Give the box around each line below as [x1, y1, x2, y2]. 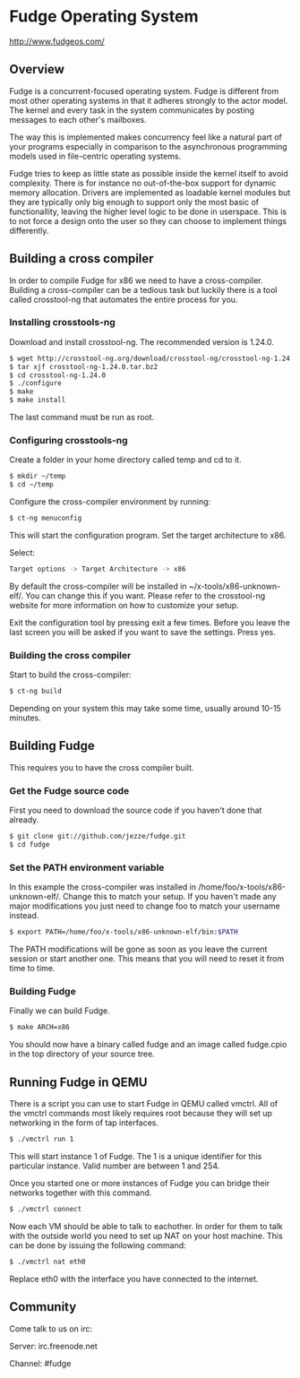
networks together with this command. [9, 1187, 152, 1198]
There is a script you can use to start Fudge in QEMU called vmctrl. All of [9, 1098, 279, 1109]
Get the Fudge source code [9, 784, 130, 797]
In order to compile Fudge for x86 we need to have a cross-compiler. [9, 275, 263, 286]
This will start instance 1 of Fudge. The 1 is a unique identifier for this [9, 1150, 262, 1161]
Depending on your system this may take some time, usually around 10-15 [9, 703, 282, 714]
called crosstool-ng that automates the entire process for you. [9, 294, 238, 305]
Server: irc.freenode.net [9, 1340, 99, 1351]
